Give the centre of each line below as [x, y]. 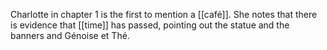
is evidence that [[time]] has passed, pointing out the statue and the [150, 25]
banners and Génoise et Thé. [70, 35]
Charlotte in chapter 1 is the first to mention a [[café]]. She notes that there [164, 14]
